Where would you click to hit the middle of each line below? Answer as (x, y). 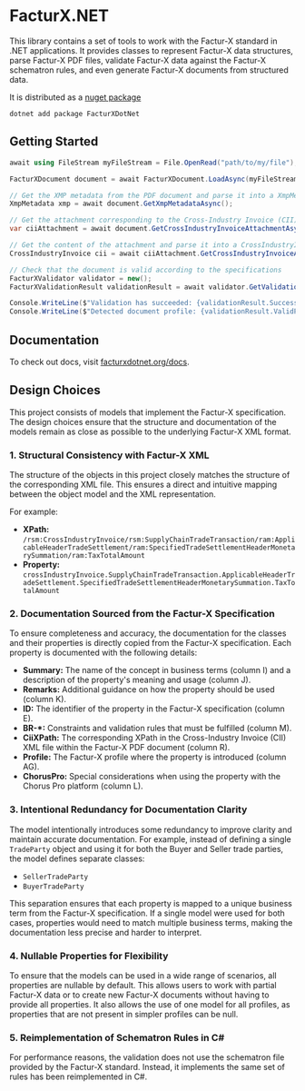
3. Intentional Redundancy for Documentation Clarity (128, 809)
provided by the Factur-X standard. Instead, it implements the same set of (148, 1067)
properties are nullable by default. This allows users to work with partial (143, 985)
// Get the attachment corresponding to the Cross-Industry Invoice (142, 220)
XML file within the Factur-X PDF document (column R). (126, 748)
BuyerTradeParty (53, 887)
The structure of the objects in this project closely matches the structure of (150, 475)
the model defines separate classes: (77, 858)
